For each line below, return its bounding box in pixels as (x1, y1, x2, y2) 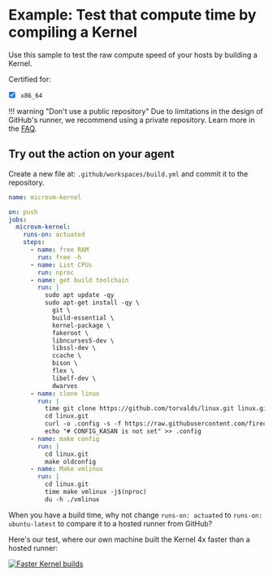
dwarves (51, 382, 79, 390)
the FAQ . (8, 124, 37, 133)
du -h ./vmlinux (44, 495, 100, 504)
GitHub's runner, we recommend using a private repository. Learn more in (8, 116, 255, 124)
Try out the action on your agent (8, 147, 175, 161)
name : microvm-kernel (8, 193, 82, 201)
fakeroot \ (51, 329, 89, 337)
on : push (8, 207, 38, 216)
